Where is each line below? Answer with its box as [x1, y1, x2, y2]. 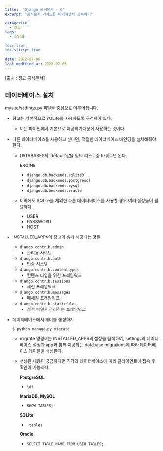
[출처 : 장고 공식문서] [5, 75, 45, 81]
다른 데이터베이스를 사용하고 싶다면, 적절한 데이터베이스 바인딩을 [12, 136, 136, 142]
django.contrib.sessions [19, 279, 70, 284]
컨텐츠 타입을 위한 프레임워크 [26, 272, 82, 278]
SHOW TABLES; [26, 404, 54, 409]
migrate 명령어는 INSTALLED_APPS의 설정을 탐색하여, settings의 [19, 336, 146, 342]
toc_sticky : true [5, 47, 41, 52]
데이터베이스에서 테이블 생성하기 [12, 317, 74, 323]
